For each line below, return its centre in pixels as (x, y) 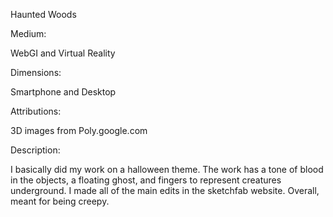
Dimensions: (36, 72)
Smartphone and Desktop (63, 92)
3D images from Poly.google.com (79, 130)
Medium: (28, 33)
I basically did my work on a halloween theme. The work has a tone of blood (167, 169)
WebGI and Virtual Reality (63, 53)
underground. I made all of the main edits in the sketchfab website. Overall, (165, 190)
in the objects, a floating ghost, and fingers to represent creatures (146, 180)
